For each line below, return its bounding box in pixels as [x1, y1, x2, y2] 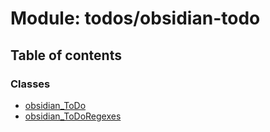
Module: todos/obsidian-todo [10, 7, 261, 30]
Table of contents [10, 47, 122, 64]
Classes [10, 77, 51, 91]
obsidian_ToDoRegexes [24, 110, 122, 122]
